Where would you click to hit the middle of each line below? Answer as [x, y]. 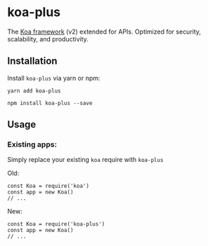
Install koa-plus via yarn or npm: [54, 78]
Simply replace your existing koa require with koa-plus [85, 160]
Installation [32, 61]
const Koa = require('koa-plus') [56, 224]
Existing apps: [32, 144]
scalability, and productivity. [48, 39]
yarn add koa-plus [34, 91]
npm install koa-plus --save [50, 103]
